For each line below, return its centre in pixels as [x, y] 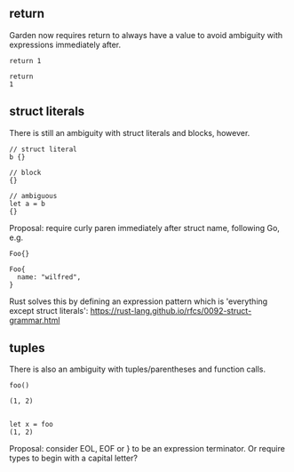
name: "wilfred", [49, 277]
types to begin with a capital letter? [73, 458]
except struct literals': [49, 310]
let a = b [28, 204]
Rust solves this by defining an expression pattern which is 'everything [139, 301]
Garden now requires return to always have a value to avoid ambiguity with [146, 35]
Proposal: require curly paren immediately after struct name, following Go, [144, 228]
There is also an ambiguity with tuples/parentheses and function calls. [138, 369]
